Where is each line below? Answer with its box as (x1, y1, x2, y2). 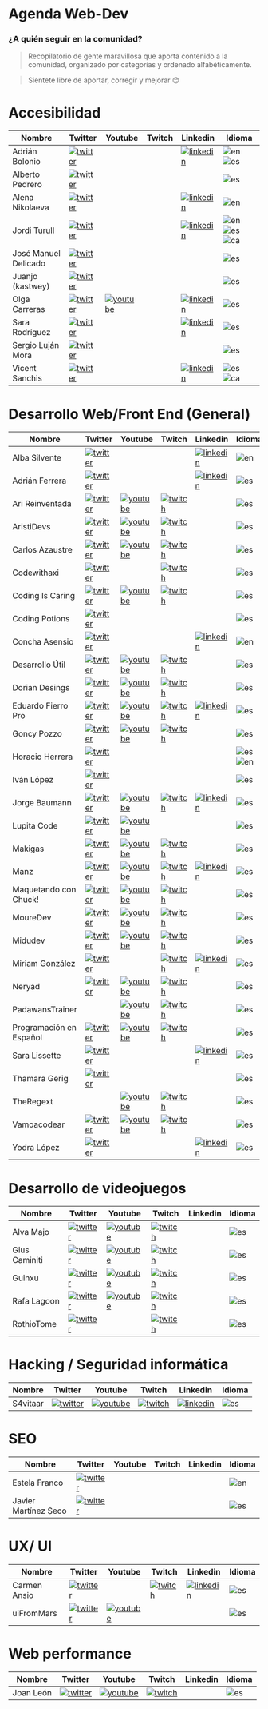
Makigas (12, 843, 45, 854)
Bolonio (12, 156, 41, 167)
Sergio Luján (12, 340, 60, 351)
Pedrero (12, 179, 42, 190)
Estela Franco (12, 1477, 64, 1488)
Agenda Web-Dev (8, 5, 129, 23)
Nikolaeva (12, 202, 49, 213)
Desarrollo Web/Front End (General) (8, 405, 251, 423)
